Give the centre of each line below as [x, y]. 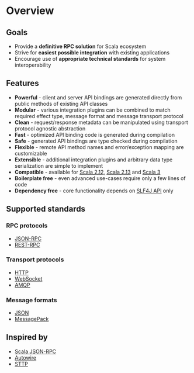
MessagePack [32, 319]
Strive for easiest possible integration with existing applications [92, 53]
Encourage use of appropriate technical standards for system [90, 59]
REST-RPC [27, 244]
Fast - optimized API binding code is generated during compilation [95, 134]
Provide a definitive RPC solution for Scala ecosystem [80, 46]
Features [22, 83]
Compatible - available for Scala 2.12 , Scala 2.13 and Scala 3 [87, 172]
